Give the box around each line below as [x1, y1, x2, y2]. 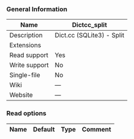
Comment [81, 125, 111, 133]
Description [9, 31, 43, 40]
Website [9, 91, 33, 99]
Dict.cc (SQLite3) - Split [54, 31, 124, 40]
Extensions [9, 41, 42, 50]
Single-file [9, 71, 40, 80]
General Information [6, 5, 68, 13]
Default [32, 125, 55, 133]
